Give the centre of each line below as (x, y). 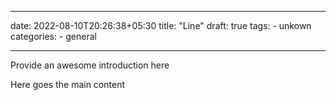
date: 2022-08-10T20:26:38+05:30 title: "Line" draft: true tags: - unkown (161, 25)
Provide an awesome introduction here (90, 65)
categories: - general (53, 36)
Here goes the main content (67, 84)
